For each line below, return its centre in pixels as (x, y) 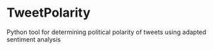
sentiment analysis (34, 39)
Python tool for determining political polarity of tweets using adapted (107, 32)
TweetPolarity (49, 13)
